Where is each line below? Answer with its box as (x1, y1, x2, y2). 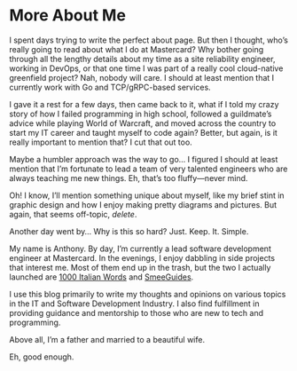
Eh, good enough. (9, 351, 74, 362)
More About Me (9, 5, 127, 26)
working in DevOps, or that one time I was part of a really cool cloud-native (9, 63, 284, 74)
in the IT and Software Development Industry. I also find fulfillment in (9, 298, 260, 309)
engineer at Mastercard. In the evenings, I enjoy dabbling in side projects (9, 252, 276, 263)
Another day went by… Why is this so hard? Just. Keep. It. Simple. (9, 225, 249, 236)
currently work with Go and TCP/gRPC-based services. (9, 82, 211, 92)
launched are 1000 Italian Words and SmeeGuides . (9, 272, 194, 282)
